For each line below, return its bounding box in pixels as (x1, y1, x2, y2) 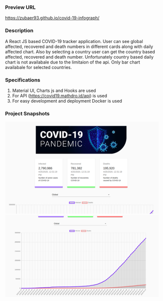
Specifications (5, 76, 41, 83)
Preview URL (5, 4, 36, 11)
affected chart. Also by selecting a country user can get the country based (5, 48, 155, 55)
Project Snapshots (5, 110, 50, 117)
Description (5, 27, 34, 34)
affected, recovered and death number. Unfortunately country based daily (5, 54, 154, 60)
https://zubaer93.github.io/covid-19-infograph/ (5, 15, 100, 21)
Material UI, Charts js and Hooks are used (12, 87, 96, 93)
